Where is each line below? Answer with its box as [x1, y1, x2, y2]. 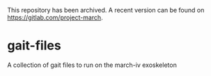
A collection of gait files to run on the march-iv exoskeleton [7, 61, 178, 69]
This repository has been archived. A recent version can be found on [7, 6, 205, 14]
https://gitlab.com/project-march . [7, 13, 103, 22]
